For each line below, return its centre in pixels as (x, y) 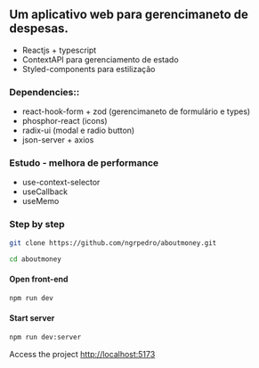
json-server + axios (58, 140)
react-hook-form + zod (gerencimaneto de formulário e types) (136, 111)
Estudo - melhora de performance (84, 163)
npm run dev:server (45, 337)
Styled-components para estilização (89, 69)
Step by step (37, 225)
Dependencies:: (45, 92)
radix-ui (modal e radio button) (78, 131)
